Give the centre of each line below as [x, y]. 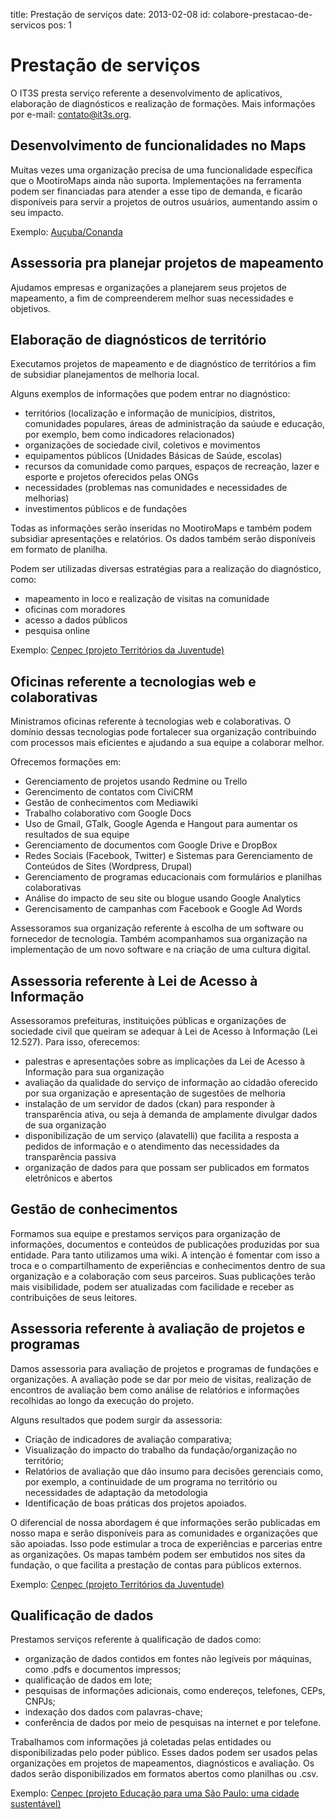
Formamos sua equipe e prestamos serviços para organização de [145, 1233]
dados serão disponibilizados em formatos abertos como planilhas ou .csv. [164, 1774]
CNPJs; [40, 1701]
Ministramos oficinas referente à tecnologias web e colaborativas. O [151, 721]
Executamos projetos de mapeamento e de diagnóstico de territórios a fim [163, 364]
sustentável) [36, 1804]
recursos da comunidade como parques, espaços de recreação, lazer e [172, 466]
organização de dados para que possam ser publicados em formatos [167, 1167]
